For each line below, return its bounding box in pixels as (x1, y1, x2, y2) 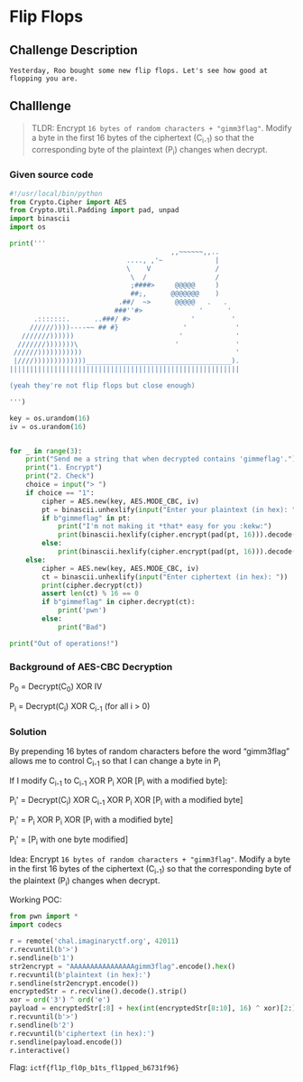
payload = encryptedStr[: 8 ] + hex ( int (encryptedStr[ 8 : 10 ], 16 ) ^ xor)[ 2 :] (9, 1004, 297, 1013)
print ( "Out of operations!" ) (9, 639, 119, 648)
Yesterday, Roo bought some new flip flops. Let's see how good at (9, 66, 269, 75)
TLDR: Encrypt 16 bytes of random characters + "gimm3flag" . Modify (31, 122, 292, 133)
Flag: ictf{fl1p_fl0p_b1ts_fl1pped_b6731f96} (9, 1062, 179, 1073)
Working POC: (9, 894, 62, 905)
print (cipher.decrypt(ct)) (41, 581, 143, 590)
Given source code (9, 169, 94, 182)
